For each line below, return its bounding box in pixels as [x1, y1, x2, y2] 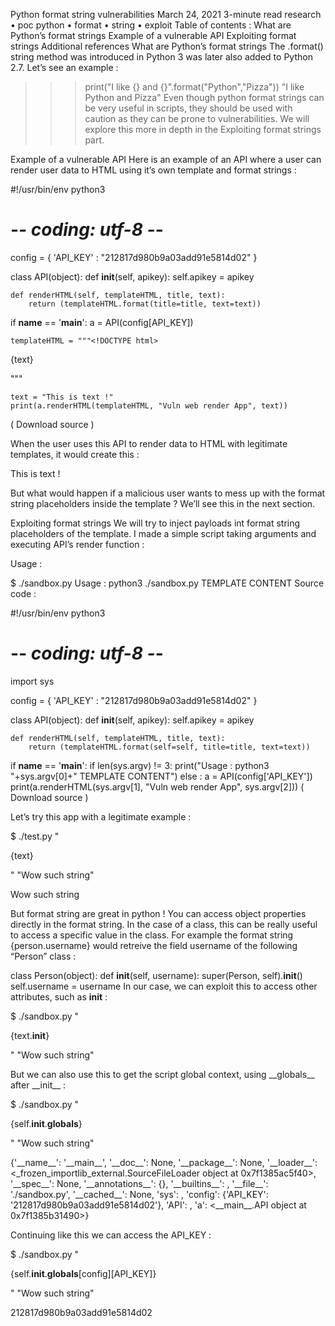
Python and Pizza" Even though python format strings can [84, 92, 325, 103]
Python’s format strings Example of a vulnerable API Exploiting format [10, 30, 297, 41]
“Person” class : [10, 950, 77, 962]
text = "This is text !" [10, 392, 114, 402]
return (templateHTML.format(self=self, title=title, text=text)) [28, 742, 311, 752]
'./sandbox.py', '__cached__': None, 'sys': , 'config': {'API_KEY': [10, 1188, 269, 1200]
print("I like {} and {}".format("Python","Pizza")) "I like [84, 81, 305, 93]
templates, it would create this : [10, 448, 140, 460]
